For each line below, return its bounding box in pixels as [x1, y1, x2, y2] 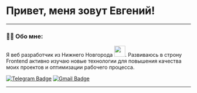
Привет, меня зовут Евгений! [6, 4, 155, 18]
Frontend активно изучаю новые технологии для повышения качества [6, 57, 182, 65]
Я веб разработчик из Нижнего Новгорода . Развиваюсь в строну [6, 51, 182, 58]
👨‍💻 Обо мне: [6, 32, 43, 40]
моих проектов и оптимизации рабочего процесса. [6, 64, 135, 71]
